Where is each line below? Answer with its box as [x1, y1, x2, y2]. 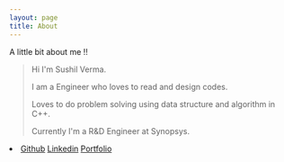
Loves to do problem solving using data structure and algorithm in [31, 98, 276, 109]
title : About [9, 22, 58, 31]
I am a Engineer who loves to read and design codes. [31, 81, 228, 92]
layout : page [9, 13, 58, 22]
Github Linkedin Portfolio [21, 143, 112, 154]
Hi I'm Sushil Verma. [31, 64, 107, 75]
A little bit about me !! [9, 46, 88, 57]
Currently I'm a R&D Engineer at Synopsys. [31, 125, 191, 136]
